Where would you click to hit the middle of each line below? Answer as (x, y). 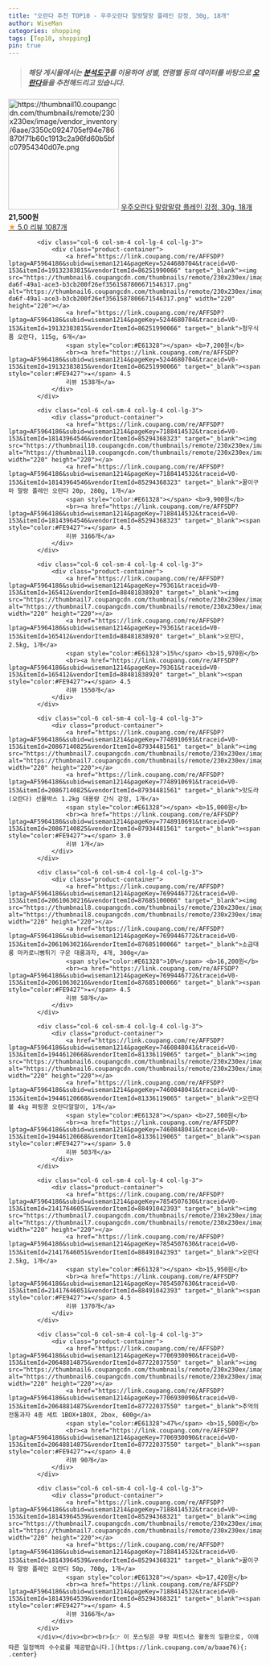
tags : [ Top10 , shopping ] (50, 38)
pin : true (25, 46)
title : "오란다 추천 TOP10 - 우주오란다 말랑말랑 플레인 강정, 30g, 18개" (119, 16)
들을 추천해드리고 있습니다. (83, 82)
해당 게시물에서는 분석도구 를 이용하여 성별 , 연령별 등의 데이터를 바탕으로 (139, 72)
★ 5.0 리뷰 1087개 (38, 227)
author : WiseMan (35, 23)
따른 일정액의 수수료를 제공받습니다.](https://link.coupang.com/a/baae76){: (128, 1647)
